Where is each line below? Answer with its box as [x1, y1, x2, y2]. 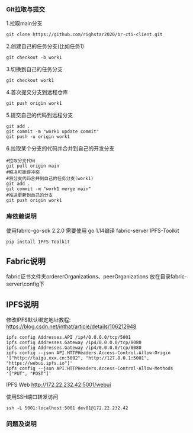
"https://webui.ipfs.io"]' [6, 360, 73, 367]
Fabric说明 [6, 256, 46, 266]
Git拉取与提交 [6, 5, 46, 13]
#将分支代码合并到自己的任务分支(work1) [6, 176, 94, 182]
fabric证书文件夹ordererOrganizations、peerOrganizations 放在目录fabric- [6, 273, 188, 280]
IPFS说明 [6, 299, 39, 309]
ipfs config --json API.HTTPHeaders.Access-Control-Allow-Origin [6, 350, 171, 356]
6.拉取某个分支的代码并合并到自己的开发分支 [6, 145, 115, 152]
